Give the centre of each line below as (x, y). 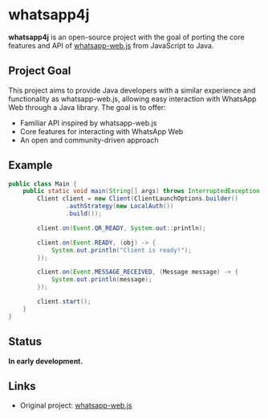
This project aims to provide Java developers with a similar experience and (132, 90)
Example (30, 165)
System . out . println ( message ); (102, 280)
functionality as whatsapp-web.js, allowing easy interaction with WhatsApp (132, 99)
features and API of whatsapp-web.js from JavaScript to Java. (111, 45)
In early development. (46, 361)
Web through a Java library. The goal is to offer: (87, 107)
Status (25, 342)
